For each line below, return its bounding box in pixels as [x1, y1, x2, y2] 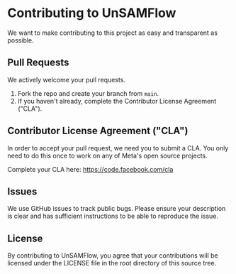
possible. [7, 35, 34, 44]
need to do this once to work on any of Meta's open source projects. [7, 151, 208, 160]
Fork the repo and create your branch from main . [17, 89, 159, 97]
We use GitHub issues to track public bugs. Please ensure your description [7, 204, 226, 213]
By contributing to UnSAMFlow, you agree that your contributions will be [7, 251, 218, 260]
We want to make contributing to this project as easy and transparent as [7, 28, 218, 37]
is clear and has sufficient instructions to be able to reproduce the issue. [7, 212, 218, 221]
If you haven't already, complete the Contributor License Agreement [17, 97, 217, 105]
